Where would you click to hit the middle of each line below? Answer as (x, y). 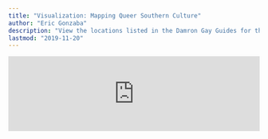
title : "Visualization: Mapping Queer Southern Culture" (105, 16)
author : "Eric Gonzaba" (48, 23)
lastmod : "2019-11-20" (46, 38)
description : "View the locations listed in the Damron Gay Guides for (130, 30)
